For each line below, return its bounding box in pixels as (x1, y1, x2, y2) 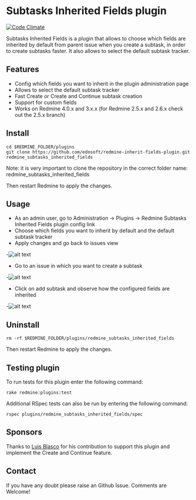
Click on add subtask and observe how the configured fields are (14, 285, 170, 292)
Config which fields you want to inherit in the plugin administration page (14, 80, 189, 87)
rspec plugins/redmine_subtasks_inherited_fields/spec (6, 411, 143, 417)
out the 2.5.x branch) (14, 111, 66, 118)
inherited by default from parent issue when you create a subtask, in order (6, 41, 186, 48)
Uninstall (6, 320, 40, 330)
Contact (6, 466, 36, 476)
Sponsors (6, 427, 42, 437)
